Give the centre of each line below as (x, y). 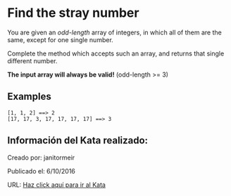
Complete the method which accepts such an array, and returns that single (116, 53)
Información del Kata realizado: (78, 141)
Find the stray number (73, 13)
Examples (29, 97)
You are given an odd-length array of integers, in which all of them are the (114, 32)
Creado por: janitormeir (41, 157)
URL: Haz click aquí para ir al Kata (56, 185)
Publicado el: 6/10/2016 (42, 171)
